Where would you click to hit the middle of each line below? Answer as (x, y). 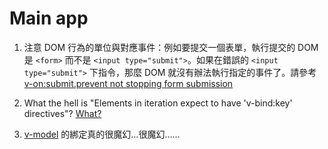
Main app (49, 18)
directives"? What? (62, 113)
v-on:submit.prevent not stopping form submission (128, 83)
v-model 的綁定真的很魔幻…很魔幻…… (102, 134)
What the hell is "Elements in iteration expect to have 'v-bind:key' (158, 103)
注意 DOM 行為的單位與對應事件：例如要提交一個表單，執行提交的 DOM (171, 47)
